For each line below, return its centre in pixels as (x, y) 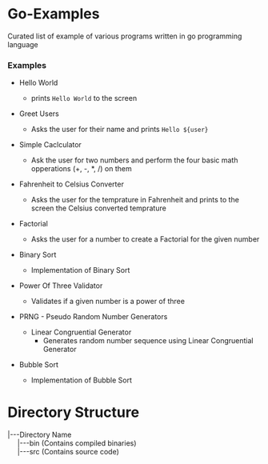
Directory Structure (74, 412)
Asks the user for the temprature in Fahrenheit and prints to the (135, 200)
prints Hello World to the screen (84, 98)
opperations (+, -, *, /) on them (82, 169)
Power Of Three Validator (61, 286)
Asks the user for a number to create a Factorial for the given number (145, 239)
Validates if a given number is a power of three (108, 302)
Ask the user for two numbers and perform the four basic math (134, 160)
